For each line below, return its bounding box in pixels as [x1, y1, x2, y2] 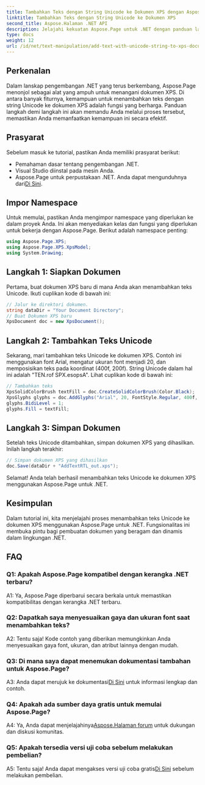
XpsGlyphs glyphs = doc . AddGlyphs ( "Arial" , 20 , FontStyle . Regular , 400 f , [6, 394, 198, 401]
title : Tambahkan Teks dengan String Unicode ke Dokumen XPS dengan [6, 9, 184, 15]
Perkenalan [6, 65, 51, 76]
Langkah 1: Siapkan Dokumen [6, 267, 121, 277]
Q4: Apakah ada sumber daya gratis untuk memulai [6, 700, 162, 709]
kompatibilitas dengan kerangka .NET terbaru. [6, 598, 122, 606]
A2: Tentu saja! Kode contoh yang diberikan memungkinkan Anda [6, 634, 171, 642]
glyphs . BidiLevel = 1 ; [6, 400, 64, 406]
